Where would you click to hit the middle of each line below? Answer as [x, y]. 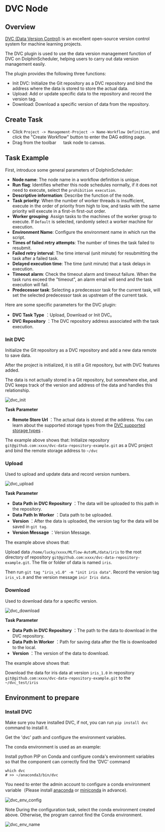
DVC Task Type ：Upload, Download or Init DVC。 [63, 315]
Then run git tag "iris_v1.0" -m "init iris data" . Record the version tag [82, 572]
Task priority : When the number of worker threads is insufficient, [79, 200]
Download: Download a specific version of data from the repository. [81, 104]
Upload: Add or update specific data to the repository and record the [82, 94]
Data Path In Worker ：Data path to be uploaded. [62, 515]
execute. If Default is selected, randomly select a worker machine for [82, 221]
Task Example [27, 158]
